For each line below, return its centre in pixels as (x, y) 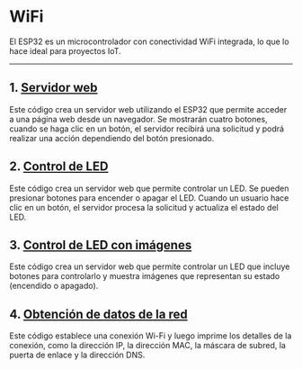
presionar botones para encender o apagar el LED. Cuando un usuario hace (149, 198)
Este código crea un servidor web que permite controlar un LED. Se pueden (149, 188)
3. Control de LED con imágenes (101, 245)
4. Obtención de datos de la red (98, 314)
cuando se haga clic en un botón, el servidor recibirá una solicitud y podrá (147, 129)
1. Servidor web (53, 88)
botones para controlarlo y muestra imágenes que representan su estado (145, 276)
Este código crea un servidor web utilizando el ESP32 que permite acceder (148, 109)
